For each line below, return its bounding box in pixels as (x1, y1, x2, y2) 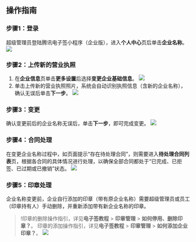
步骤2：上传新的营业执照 (6, 61, 76, 69)
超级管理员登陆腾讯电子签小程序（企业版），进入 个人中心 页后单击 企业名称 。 (6, 38, 188, 45)
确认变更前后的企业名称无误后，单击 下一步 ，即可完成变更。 (6, 120, 149, 127)
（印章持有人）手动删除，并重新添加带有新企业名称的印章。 (6, 202, 149, 209)
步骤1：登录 (6, 24, 39, 33)
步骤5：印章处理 (6, 181, 52, 189)
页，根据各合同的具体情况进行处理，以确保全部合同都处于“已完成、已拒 (11, 157, 183, 164)
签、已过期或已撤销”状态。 (6, 165, 70, 172)
